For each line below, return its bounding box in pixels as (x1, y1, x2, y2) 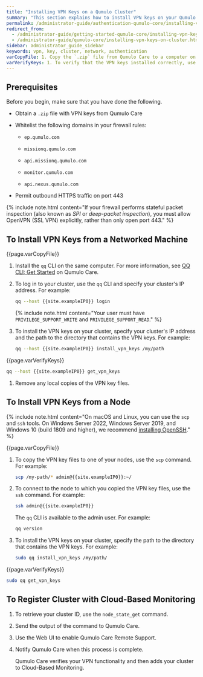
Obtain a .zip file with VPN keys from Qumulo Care (14, 110, 143, 117)
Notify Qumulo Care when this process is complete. (14, 645, 144, 653)
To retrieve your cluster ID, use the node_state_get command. (14, 610, 169, 618)
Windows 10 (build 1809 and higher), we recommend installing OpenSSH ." (6, 425, 190, 433)
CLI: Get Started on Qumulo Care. (14, 268, 99, 276)
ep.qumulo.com (24, 135, 60, 141)
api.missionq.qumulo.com (24, 158, 87, 164)
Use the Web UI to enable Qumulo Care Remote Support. (14, 634, 157, 641)
